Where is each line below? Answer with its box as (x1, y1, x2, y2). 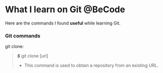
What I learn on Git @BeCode (5, 4, 125, 15)
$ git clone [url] (17, 53, 48, 59)
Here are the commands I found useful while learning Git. (5, 20, 121, 26)
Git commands (5, 32, 41, 39)
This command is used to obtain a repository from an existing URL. (24, 63, 159, 69)
